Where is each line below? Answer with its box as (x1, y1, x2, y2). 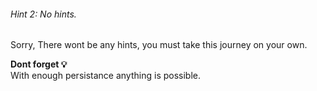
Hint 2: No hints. (10, 8, 77, 20)
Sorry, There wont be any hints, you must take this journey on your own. (10, 39, 308, 51)
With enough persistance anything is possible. (10, 70, 202, 82)
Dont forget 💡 (10, 58, 68, 70)
